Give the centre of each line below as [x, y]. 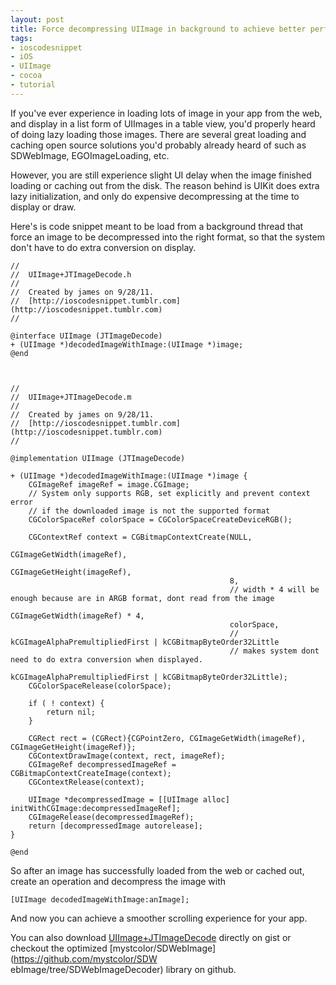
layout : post [37, 19]
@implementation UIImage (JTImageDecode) [98, 458]
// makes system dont [274, 651]
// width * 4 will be [274, 589]
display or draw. [43, 207]
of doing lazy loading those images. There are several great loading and [158, 134]
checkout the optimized [59, 948]
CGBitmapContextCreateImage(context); [91, 773]
